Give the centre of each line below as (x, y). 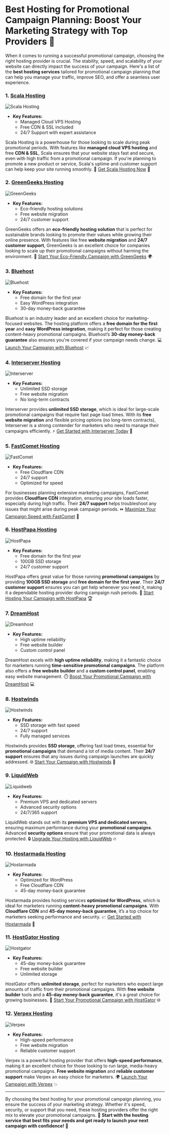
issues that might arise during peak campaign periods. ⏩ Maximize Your (80, 509)
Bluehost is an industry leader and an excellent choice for (65, 318)
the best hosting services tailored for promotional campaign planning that (83, 71)
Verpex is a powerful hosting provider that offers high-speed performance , (84, 1060)
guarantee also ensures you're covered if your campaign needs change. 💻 (84, 340)
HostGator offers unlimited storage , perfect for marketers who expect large (84, 984)
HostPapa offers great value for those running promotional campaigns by (82, 576)
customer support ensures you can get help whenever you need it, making (84, 587)
